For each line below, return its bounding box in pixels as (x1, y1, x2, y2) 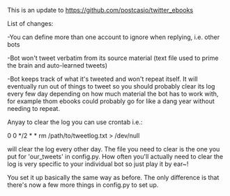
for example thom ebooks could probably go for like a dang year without (7, 97, 215, 105)
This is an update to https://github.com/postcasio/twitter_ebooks (7, 6, 194, 14)
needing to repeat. (7, 105, 61, 112)
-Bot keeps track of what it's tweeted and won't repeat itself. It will (7, 75, 198, 83)
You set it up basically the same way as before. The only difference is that (7, 174, 220, 181)
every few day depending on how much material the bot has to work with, (7, 90, 219, 98)
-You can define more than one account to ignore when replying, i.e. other (7, 33, 220, 41)
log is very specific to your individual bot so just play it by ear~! (7, 160, 189, 168)
